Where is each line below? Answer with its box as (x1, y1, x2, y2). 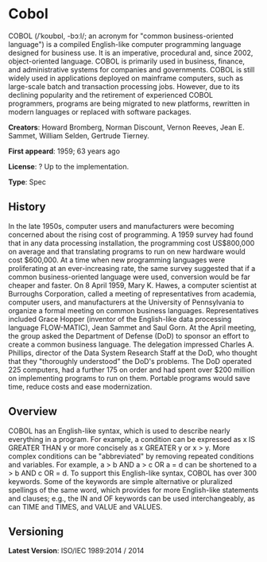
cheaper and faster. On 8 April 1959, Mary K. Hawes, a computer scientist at (8, 280, 257, 290)
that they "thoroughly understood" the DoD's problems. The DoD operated (8, 356, 252, 366)
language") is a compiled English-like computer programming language (8, 39, 242, 48)
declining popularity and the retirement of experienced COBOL (8, 90, 214, 99)
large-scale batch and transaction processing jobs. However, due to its (8, 81, 240, 91)
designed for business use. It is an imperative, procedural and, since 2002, (8, 48, 253, 57)
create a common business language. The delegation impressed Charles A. (8, 339, 254, 349)
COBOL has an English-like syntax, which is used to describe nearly (8, 426, 230, 436)
